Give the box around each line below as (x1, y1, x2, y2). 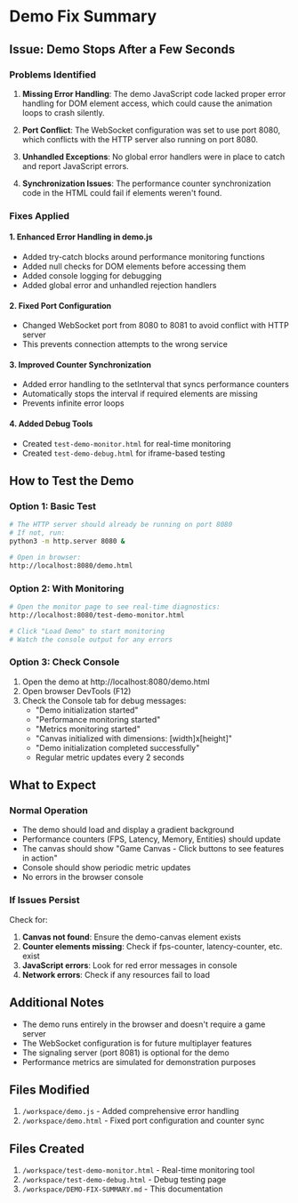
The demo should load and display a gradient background (21, 825, 235, 836)
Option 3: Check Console (9, 656, 120, 668)
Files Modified (9, 1082, 91, 1097)
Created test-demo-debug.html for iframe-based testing (21, 448, 225, 458)
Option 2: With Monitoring (9, 582, 125, 594)
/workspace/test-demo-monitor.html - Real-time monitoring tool (21, 1165, 255, 1175)
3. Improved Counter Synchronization (9, 359, 151, 370)
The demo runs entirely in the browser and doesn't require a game (21, 1019, 266, 1029)
